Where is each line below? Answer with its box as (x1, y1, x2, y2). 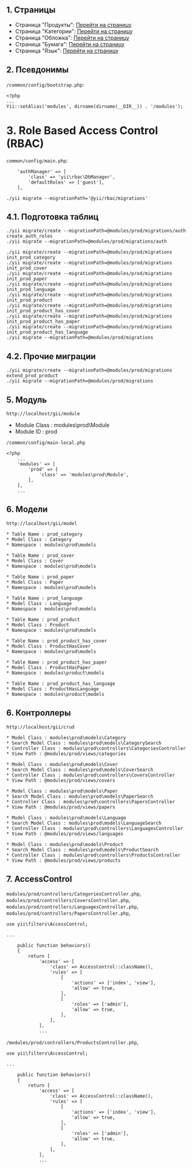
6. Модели (6, 504, 48, 515)
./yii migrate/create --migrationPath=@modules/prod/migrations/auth (6, 228, 187, 234)
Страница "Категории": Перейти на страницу (15, 27, 133, 35)
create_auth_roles (6, 233, 53, 240)
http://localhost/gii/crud (6, 724, 75, 730)
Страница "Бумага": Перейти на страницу (15, 40, 125, 48)
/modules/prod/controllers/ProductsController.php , (6, 1039, 139, 1046)
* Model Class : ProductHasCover (6, 643, 91, 649)
